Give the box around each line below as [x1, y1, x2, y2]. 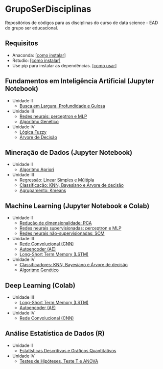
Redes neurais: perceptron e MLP [19, 113, 87, 119]
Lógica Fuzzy [19, 129, 47, 135]
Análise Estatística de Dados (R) [5, 329, 105, 338]
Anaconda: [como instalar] [12, 52, 66, 58]
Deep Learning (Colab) [5, 281, 76, 289]
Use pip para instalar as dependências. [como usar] [12, 62, 117, 68]
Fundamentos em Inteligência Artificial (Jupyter [5, 77, 154, 85]
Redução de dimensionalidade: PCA [19, 220, 92, 226]
